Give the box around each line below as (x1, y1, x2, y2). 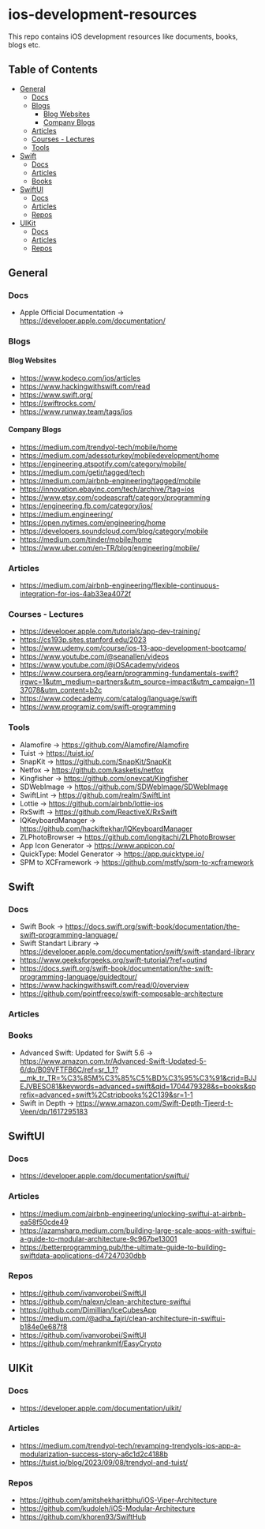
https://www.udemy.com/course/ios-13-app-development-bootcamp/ (19, 644, 247, 653)
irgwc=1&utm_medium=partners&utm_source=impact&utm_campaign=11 (19, 677, 255, 686)
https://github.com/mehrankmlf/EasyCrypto (19, 1339, 162, 1348)
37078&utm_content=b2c (19, 686, 103, 695)
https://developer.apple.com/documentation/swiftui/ (19, 1171, 190, 1181)
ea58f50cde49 (19, 1217, 69, 1227)
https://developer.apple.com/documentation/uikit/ (19, 1403, 182, 1413)
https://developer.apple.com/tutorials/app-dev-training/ (19, 626, 201, 637)
